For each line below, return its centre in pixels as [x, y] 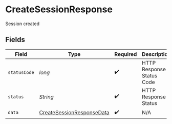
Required [126, 54]
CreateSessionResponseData [74, 113]
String [46, 97]
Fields [15, 40]
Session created [23, 24]
